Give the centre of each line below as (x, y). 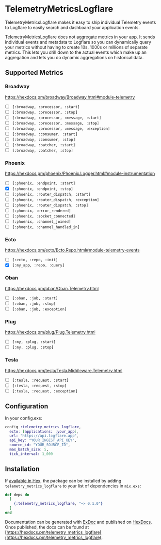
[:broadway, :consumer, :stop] (44, 140)
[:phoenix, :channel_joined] (41, 221)
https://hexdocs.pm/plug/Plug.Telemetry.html (50, 332)
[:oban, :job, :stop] (34, 304)
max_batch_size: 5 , (29, 450)
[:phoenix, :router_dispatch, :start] (51, 194)
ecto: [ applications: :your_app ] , (44, 431)
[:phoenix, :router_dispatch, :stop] (50, 205)
